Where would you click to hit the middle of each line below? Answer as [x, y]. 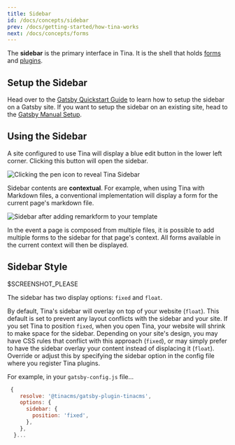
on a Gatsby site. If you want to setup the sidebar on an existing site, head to [117, 107]
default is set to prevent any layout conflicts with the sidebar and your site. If [117, 318]
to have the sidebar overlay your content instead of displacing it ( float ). [111, 348]
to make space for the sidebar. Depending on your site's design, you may [113, 333]
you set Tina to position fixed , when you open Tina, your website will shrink [116, 326]
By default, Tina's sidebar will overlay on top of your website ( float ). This [113, 311]
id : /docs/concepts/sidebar [48, 20]
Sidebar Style [37, 267]
